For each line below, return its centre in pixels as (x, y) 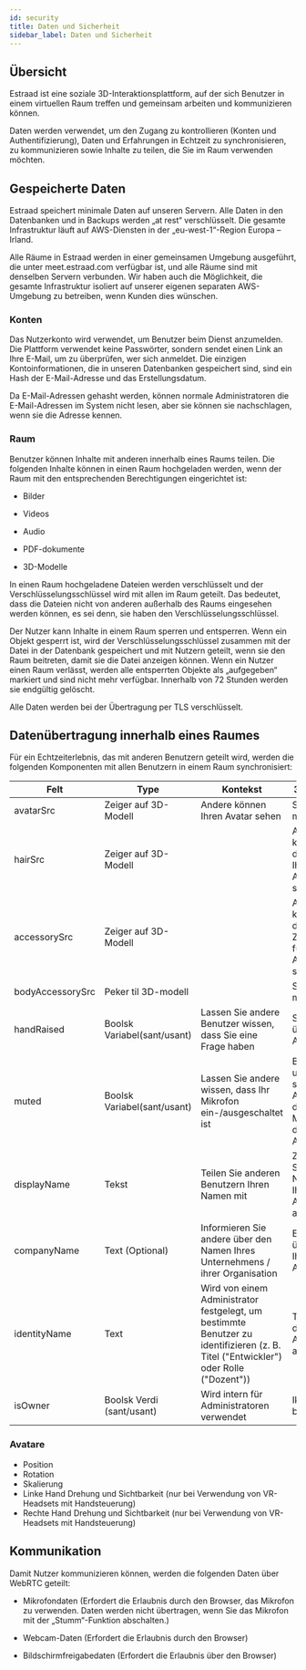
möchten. (27, 160)
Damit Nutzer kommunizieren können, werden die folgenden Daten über (144, 1573)
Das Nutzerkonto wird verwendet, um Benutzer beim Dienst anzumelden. (147, 339)
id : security (34, 18)
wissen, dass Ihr (235, 1090)
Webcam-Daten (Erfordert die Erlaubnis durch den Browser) (135, 1637)
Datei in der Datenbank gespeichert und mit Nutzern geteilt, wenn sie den (148, 650)
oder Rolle (222, 1368)
